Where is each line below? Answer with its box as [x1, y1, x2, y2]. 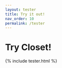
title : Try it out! [5, 12, 45, 17]
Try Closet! [5, 42, 52, 53]
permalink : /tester [5, 21, 45, 26]
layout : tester [5, 7, 36, 12]
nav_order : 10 [5, 16, 34, 21]
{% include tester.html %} [5, 58, 58, 64]
